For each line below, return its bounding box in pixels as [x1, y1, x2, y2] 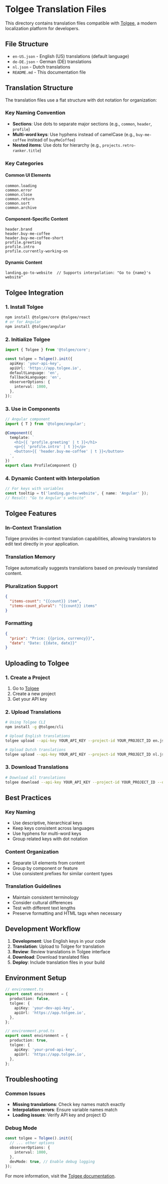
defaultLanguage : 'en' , [9, 370, 59, 375]
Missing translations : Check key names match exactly [12, 1101, 125, 1107]
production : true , [9, 1038, 48, 1043]
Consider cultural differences [12, 899, 73, 905]
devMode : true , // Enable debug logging [9, 1159, 95, 1164]
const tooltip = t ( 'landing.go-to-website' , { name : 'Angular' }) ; [5, 490, 149, 496]
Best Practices [5, 793, 51, 802]
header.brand [5, 227, 32, 232]
